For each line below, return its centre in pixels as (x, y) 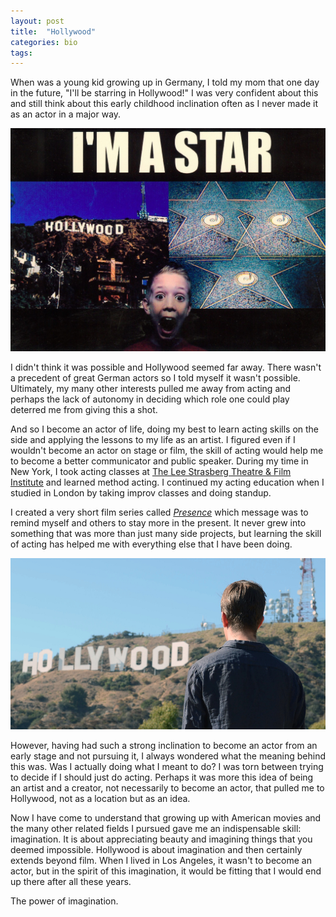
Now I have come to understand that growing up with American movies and (166, 818)
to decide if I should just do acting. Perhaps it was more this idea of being (162, 777)
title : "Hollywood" (53, 31)
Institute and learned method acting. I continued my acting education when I (167, 482)
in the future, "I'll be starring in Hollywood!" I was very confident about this (164, 93)
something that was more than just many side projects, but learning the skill (166, 533)
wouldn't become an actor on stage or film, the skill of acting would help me (167, 450)
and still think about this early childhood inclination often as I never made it (164, 104)
